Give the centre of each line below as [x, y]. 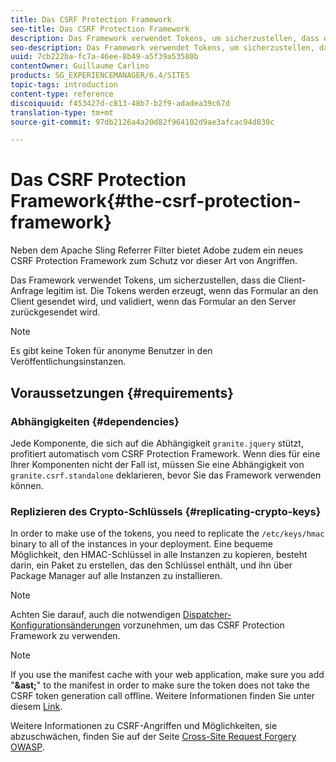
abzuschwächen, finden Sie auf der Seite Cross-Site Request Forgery [153, 737]
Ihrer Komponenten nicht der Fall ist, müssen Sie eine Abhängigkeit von [157, 464]
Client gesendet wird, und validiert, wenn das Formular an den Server [153, 302]
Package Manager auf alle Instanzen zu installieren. [116, 576]
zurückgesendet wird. [55, 312]
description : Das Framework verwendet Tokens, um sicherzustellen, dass [165, 38]
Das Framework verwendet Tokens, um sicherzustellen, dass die [143, 280]
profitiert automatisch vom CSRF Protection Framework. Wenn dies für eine [165, 453]
